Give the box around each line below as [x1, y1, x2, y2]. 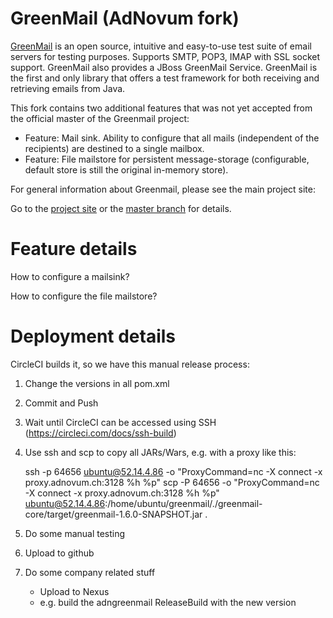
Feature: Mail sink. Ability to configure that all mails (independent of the [24, 132, 320, 144]
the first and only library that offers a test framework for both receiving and [10, 72, 320, 84]
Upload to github [24, 547, 95, 559]
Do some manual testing [24, 527, 126, 539]
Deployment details [10, 325, 177, 348]
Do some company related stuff [24, 566, 156, 578]
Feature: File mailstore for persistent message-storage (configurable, [24, 153, 310, 165]
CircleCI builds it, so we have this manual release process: [10, 358, 250, 370]
